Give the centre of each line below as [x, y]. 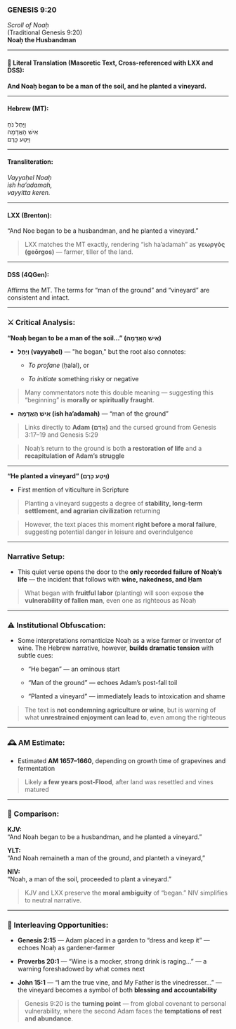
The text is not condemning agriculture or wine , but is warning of [120, 710]
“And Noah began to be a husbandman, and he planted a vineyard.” [105, 837]
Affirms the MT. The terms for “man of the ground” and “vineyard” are [109, 290]
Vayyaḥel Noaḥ [29, 177]
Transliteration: [31, 162]
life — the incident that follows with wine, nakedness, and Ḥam [110, 579]
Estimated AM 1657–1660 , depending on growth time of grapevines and [122, 760]
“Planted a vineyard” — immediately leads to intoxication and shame [127, 696]
